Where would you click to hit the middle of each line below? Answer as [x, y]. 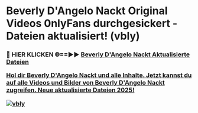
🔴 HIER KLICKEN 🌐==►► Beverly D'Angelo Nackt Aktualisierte [98, 54]
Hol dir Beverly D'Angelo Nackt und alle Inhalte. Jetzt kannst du [99, 75]
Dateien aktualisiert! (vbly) [73, 36]
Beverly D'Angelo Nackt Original [87, 11]
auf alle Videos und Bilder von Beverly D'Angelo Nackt [86, 83]
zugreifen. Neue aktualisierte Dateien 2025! [70, 90]
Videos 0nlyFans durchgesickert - [92, 23]
